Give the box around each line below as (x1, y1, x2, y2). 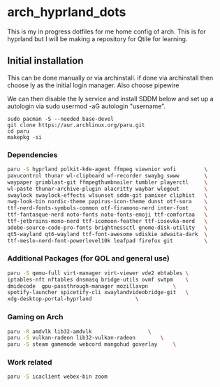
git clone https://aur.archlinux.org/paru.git (7, 122, 145, 129)
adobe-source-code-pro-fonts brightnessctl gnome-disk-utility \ (7, 224, 208, 231)
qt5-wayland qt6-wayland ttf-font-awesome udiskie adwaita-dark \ (7, 231, 208, 238)
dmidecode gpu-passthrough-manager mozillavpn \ (7, 282, 177, 290)
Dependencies (7, 149, 58, 159)
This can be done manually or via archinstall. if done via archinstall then (7, 73, 214, 82)
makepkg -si (7, 133, 42, 140)
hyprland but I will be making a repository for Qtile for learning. (7, 34, 188, 43)
